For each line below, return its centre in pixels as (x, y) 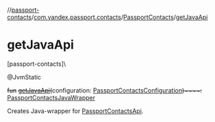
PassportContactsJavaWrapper (51, 97)
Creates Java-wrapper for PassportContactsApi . (75, 111)
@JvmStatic (24, 77)
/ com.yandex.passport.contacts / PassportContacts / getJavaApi (120, 17)
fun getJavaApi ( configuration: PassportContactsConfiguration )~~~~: (104, 90)
